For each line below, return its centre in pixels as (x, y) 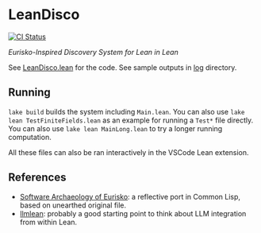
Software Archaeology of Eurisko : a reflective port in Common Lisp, (130, 196)
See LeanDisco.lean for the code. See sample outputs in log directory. (123, 67)
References (37, 178)
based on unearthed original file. (73, 205)
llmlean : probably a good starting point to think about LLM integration (133, 213)
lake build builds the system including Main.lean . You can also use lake (127, 111)
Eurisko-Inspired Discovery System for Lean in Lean (93, 52)
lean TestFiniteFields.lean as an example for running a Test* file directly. (131, 120)
